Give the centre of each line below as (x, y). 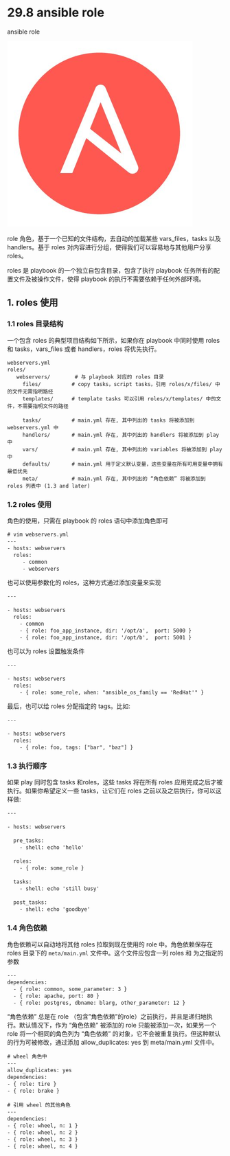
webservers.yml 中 (33, 427)
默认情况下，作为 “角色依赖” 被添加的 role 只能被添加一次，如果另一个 (118, 1025)
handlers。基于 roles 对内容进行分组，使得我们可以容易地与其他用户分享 (109, 247)
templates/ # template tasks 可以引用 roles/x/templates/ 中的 (119, 399)
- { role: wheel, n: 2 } (43, 1132)
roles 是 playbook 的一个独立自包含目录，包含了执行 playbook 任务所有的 (111, 270)
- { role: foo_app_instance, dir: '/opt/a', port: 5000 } (106, 631)
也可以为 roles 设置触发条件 (46, 651)
